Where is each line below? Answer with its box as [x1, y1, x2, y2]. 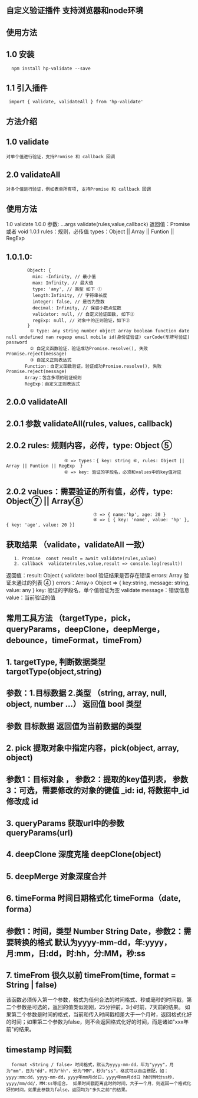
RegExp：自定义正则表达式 [24, 381, 81, 387]
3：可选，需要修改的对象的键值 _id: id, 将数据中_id [6, 785, 190, 795]
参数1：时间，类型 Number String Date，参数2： [6, 926, 184, 936]
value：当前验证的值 [6, 594, 56, 601]
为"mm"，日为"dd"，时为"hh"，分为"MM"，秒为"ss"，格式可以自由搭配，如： [6, 1068, 169, 1074]
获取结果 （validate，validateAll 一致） [6, 540, 150, 550]
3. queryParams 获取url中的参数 [6, 818, 125, 828]
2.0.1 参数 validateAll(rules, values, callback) [6, 419, 173, 429]
